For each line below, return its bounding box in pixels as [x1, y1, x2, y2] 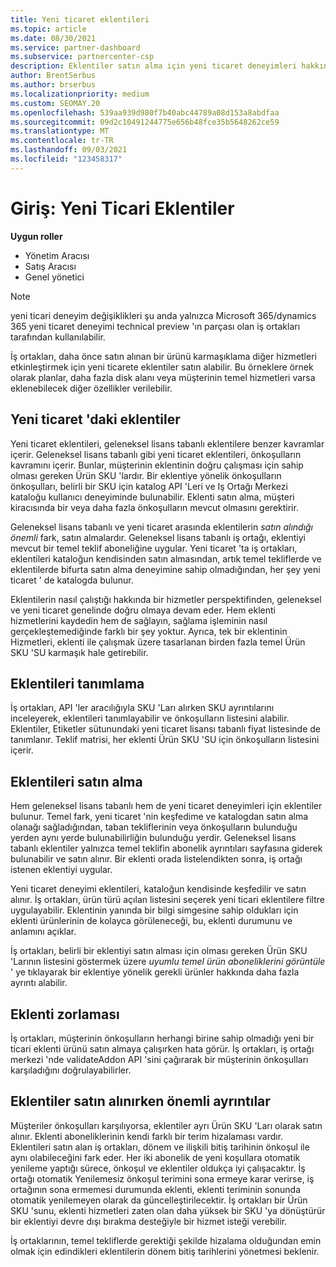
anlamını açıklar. [10, 926, 77, 938]
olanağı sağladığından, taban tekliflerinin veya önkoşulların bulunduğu [10, 821, 298, 833]
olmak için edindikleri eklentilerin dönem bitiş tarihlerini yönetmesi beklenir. [10, 1245, 320, 1257]
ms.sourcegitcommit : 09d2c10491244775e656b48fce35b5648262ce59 [10, 117, 280, 127]
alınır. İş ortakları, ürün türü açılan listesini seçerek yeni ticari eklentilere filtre [10, 894, 325, 906]
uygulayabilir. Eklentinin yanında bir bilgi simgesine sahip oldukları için [10, 904, 299, 916]
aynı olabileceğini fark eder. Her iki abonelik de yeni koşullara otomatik [10, 1151, 301, 1163]
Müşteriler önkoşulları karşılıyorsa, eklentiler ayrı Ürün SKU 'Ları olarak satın [10, 1119, 323, 1131]
